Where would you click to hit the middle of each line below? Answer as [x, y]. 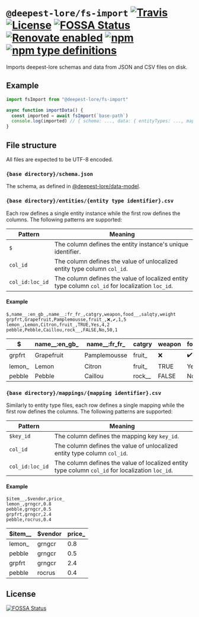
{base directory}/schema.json [50, 174]
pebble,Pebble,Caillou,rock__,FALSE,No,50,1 [62, 330]
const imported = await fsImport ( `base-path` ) [70, 116]
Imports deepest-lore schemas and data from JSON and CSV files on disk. [97, 67]
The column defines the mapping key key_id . [117, 436]
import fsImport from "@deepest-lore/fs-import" [67, 99]
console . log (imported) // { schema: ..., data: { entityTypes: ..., [98, 121]
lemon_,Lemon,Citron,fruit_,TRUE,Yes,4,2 [58, 325]
